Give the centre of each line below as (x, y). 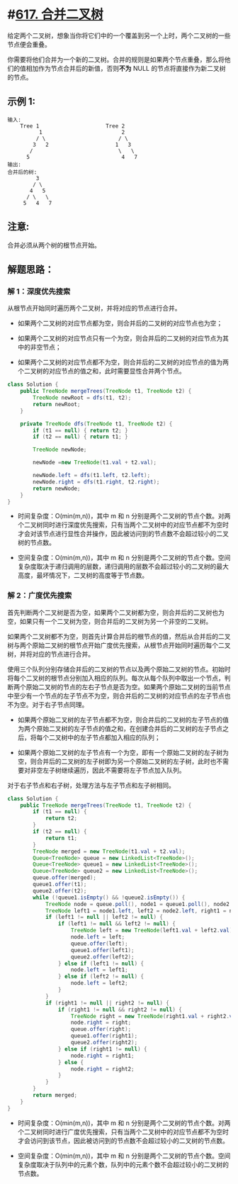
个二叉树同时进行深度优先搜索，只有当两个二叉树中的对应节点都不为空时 (123, 525)
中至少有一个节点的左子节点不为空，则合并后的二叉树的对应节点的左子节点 (116, 696)
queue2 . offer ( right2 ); (104, 1043)
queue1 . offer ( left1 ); (102, 950)
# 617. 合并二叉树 (56, 15)
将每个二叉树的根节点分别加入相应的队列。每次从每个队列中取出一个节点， (116, 678)
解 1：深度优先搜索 (39, 291)
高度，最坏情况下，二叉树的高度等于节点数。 (83, 576)
